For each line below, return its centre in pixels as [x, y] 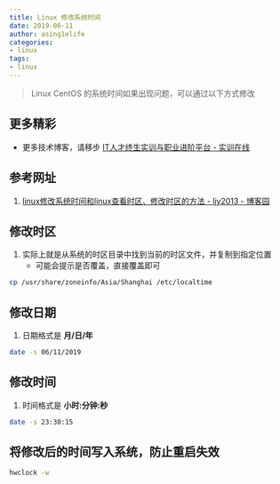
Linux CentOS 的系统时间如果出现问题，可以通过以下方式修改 [143, 93]
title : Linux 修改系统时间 [55, 17]
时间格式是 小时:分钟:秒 [65, 405]
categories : [31, 42]
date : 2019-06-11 [41, 26]
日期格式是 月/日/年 [57, 335]
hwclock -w [29, 473]
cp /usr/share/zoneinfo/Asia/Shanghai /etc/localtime [111, 282]
